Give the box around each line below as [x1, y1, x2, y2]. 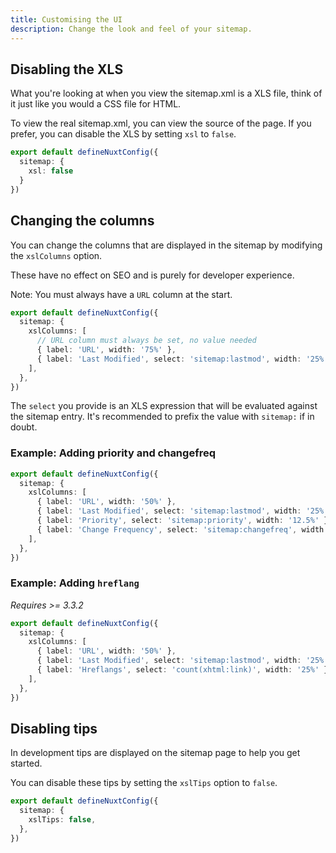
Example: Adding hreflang [10, 576, 140, 590]
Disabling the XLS [10, 61, 124, 78]
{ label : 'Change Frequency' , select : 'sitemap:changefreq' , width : [36, 524, 329, 535]
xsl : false [28, 166, 74, 176]
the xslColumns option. [10, 249, 103, 261]
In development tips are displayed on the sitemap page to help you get [10, 747, 301, 759]
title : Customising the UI [10, 14, 123, 25]
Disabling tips [10, 720, 98, 737]
